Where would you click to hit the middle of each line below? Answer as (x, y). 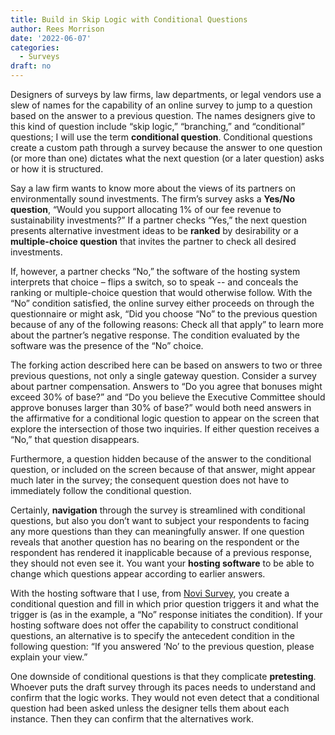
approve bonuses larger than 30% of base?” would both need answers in (161, 407)
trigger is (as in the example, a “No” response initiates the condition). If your (166, 614)
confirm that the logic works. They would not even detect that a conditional (165, 697)
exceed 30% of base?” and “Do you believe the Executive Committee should (168, 397)
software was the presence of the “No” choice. (107, 345)
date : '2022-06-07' (51, 38)
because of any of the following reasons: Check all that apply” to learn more (167, 324)
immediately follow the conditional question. (101, 490)
